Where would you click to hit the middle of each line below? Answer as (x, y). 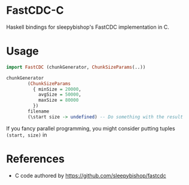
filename (39, 111)
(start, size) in (27, 135)
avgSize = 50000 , (60, 95)
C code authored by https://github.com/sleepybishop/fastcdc (90, 175)
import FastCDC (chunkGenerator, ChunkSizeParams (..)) (76, 67)
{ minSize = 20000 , (57, 89)
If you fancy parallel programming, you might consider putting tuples (91, 128)
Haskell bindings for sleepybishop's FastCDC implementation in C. (88, 27)
